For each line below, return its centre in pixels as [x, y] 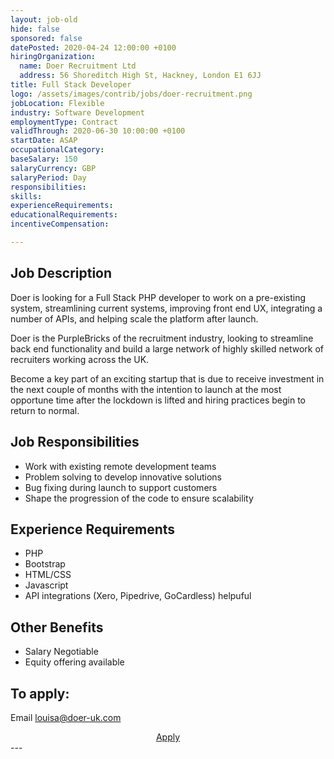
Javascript [46, 585]
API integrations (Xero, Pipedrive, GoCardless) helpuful [138, 596]
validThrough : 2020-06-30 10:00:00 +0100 [98, 131]
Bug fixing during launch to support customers [121, 487]
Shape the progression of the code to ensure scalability [139, 498]
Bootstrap [45, 564]
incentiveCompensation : [60, 224]
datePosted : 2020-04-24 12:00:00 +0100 [93, 47]
